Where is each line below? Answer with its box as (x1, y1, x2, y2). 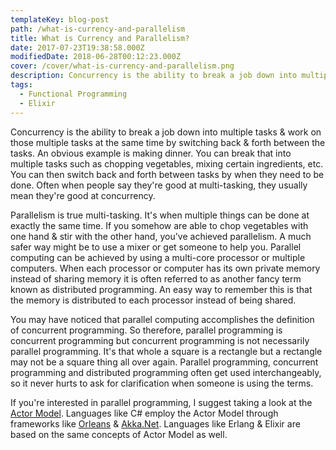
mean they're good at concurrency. (10, 189, 156, 201)
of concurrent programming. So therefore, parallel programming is (10, 324, 283, 336)
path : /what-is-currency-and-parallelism (10, 24, 186, 34)
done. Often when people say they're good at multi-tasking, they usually (10, 179, 308, 191)
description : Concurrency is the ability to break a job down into (10, 71, 298, 81)
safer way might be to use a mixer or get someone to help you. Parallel (10, 241, 302, 253)
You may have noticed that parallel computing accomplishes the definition (10, 313, 315, 325)
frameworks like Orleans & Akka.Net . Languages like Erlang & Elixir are (10, 417, 301, 430)
